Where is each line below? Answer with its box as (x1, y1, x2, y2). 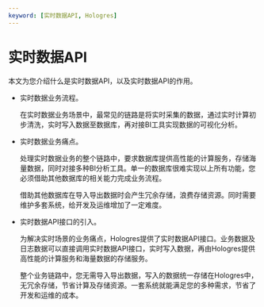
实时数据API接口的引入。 (19, 217, 101, 226)
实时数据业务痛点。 (19, 136, 83, 146)
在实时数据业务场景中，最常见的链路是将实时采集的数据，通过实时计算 (19, 109, 250, 119)
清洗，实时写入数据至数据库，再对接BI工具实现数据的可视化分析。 (26, 120, 242, 129)
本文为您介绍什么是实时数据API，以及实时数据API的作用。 (8, 76, 197, 86)
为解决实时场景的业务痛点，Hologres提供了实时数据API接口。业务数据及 (19, 233, 255, 243)
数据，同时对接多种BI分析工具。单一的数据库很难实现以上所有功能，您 (26, 163, 256, 173)
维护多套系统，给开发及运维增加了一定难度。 (19, 200, 166, 209)
